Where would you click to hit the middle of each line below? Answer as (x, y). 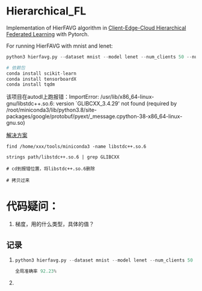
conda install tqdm (31, 85)
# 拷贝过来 (18, 181)
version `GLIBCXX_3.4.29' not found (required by (117, 104)
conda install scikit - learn (41, 74)
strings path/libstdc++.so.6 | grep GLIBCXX (63, 157)
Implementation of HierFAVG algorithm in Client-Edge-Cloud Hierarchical (96, 28)
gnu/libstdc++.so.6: (31, 104)
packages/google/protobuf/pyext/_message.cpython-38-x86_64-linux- (94, 116)
